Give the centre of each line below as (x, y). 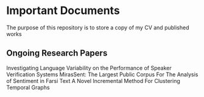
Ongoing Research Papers (57, 53)
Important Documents (63, 11)
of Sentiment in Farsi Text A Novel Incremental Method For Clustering (93, 81)
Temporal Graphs (28, 87)
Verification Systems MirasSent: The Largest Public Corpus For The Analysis (102, 74)
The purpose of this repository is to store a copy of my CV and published (98, 27)
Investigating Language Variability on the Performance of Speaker (89, 68)
